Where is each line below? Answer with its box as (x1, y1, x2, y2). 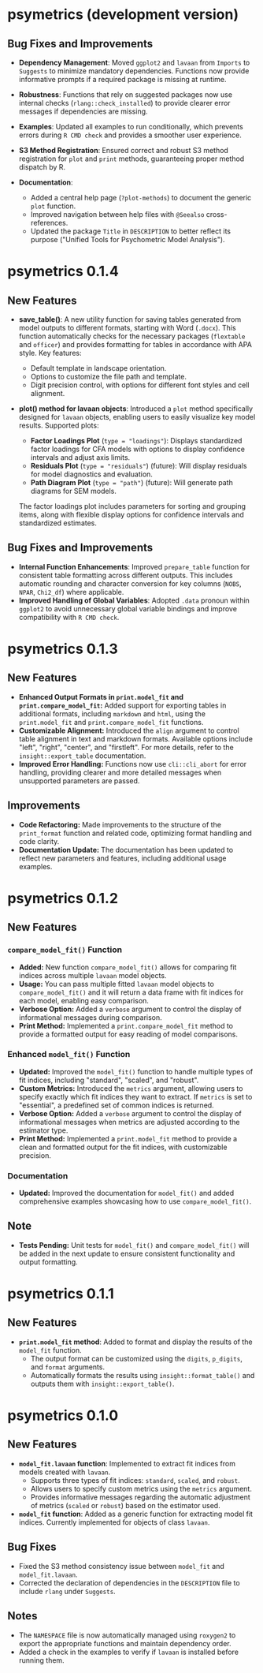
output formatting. (18, 1257, 78, 1267)
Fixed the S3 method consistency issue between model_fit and (18, 1561, 225, 1570)
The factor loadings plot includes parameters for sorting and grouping (18, 502, 246, 510)
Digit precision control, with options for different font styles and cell (30, 380, 250, 390)
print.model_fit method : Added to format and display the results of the (18, 1337, 253, 1346)
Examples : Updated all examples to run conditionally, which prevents (18, 122, 243, 131)
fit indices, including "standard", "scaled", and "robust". (18, 1075, 199, 1085)
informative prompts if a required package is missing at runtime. (18, 75, 227, 84)
